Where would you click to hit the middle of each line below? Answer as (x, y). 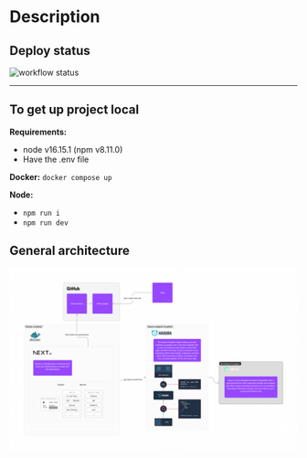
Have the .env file (56, 159)
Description (55, 17)
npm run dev (45, 223)
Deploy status (50, 51)
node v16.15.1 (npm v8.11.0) (73, 149)
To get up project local (74, 110)
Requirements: (38, 132)
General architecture (69, 251)
